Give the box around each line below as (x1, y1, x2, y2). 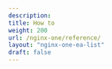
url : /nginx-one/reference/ (8, 33, 102, 42)
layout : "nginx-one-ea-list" (8, 41, 105, 49)
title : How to (8, 19, 56, 27)
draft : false (8, 48, 52, 56)
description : (8, 11, 52, 20)
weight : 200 (8, 26, 48, 34)
